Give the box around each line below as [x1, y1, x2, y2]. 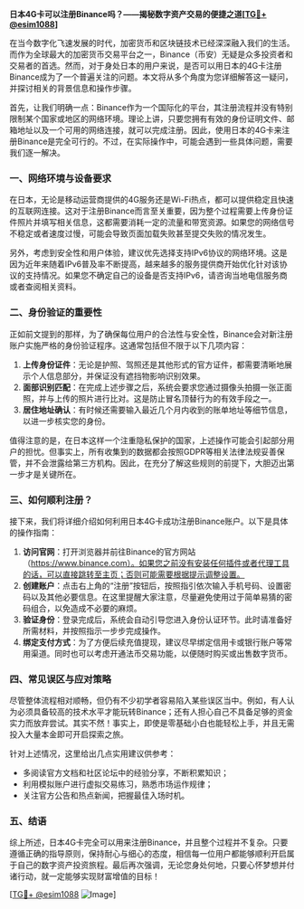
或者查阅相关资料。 [9, 281, 81, 292]
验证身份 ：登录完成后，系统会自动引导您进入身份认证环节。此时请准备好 [22, 614, 292, 625]
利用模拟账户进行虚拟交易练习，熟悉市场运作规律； [22, 779, 214, 790]
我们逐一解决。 [9, 147, 65, 157]
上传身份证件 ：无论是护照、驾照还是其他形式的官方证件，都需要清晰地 [22, 359, 285, 370]
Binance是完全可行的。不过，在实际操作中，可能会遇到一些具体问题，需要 [16, 136, 294, 147]
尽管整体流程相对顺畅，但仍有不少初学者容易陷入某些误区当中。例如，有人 [9, 696, 287, 706]
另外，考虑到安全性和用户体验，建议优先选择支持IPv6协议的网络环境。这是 [9, 248, 288, 259]
